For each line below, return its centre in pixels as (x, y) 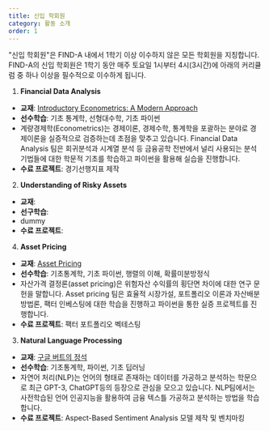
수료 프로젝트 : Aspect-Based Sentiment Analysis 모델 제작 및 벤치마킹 (132, 418)
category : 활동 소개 (40, 23)
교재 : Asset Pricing (51, 263)
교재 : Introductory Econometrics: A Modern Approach (109, 108)
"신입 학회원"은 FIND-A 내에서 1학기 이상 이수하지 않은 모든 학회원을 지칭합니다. (134, 55)
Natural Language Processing (71, 340)
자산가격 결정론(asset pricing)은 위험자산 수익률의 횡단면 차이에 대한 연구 (136, 284)
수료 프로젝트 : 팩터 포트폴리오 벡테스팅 (80, 324)
